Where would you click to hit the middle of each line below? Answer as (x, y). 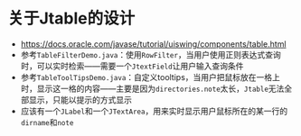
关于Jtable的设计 (71, 18)
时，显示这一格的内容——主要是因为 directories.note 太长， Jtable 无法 (152, 88)
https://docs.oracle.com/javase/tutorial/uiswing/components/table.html (153, 44)
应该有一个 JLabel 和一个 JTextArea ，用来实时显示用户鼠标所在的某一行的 (154, 111)
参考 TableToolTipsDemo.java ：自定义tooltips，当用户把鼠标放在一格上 (150, 77)
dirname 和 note (47, 122)
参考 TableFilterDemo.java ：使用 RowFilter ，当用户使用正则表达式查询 (150, 54)
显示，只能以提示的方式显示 (80, 99)
